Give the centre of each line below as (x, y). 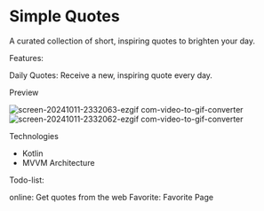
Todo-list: (27, 180)
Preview (24, 92)
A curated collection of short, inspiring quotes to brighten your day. (132, 41)
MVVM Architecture (58, 162)
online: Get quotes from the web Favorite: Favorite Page (112, 197)
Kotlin (32, 153)
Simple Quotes (64, 16)
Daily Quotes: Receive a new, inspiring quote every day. (111, 75)
